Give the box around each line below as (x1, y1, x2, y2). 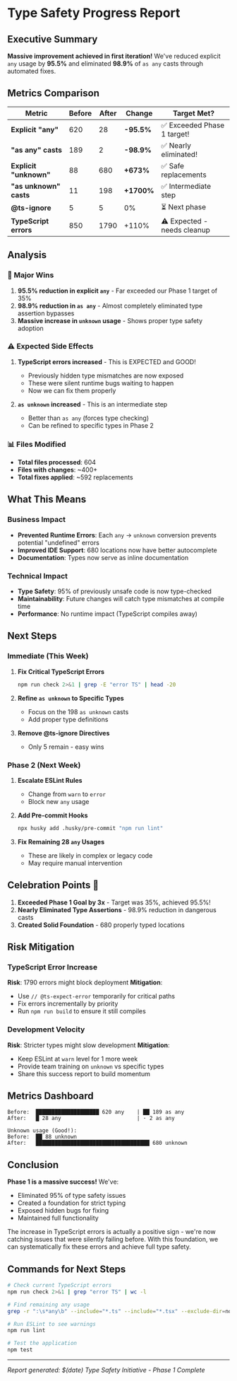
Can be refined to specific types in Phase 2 (28, 421, 154, 429)
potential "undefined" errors (17, 538, 100, 547)
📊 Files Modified (7, 439, 66, 449)
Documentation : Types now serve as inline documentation (17, 553, 189, 561)
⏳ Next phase (161, 202, 207, 211)
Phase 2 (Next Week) (7, 760, 81, 770)
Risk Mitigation (7, 941, 75, 953)
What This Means (7, 494, 87, 506)
